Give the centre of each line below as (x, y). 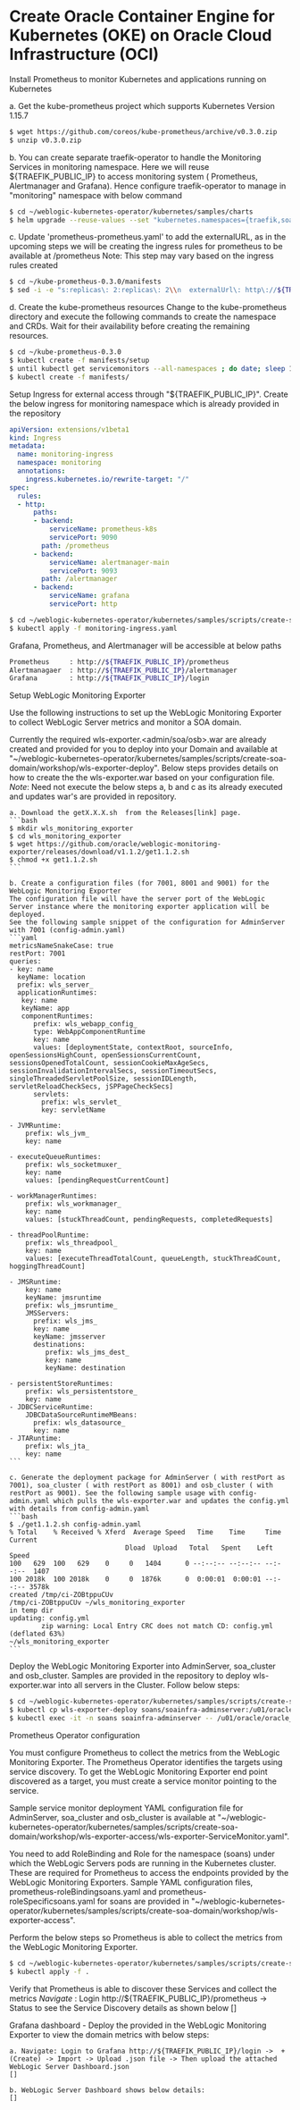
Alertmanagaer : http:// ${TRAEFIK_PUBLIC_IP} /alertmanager (124, 670)
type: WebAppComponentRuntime (89, 1032)
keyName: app (45, 1009)
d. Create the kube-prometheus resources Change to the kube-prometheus (148, 307)
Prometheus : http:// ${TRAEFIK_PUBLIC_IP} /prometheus (119, 662)
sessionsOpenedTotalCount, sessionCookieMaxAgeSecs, (109, 1063)
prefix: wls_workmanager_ (74, 1204)
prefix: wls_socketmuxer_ (74, 1165)
